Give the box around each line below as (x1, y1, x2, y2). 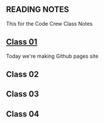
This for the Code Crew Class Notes (6, 20, 93, 27)
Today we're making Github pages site (6, 52, 99, 59)
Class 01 (6, 37, 38, 47)
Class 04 (6, 109, 40, 119)
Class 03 (6, 89, 39, 99)
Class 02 (6, 69, 39, 79)
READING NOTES (6, 5, 70, 15)
